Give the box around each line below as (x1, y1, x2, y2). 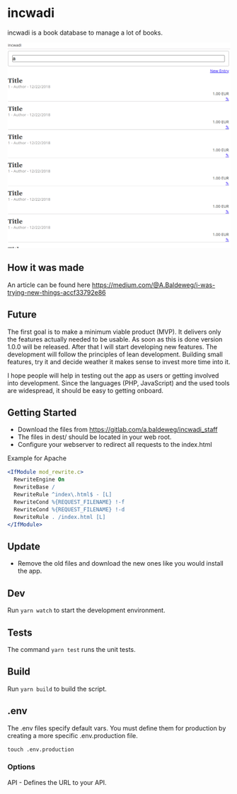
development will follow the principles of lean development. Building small (7, 350, 223, 358)
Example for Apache (7, 454, 67, 462)
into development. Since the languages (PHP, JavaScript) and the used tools (7, 378, 230, 387)
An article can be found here (7, 281, 91, 289)
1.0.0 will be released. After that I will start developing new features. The (7, 342, 218, 351)
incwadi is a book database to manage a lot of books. (7, 28, 163, 37)
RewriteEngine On (13, 476, 65, 484)
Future (7, 309, 37, 321)
